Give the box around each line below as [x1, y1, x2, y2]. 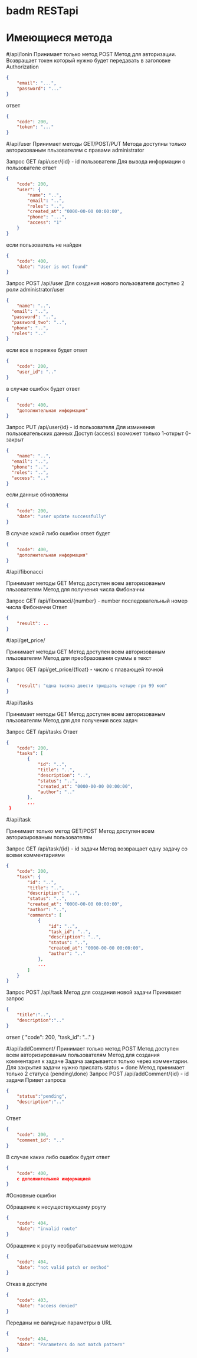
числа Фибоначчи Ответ [6, 604, 68, 611]
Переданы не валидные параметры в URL [6, 1319, 112, 1326]
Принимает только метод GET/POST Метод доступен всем [6, 827, 155, 835]
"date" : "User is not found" [17, 264, 88, 270]
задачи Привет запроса [6, 1076, 66, 1084]
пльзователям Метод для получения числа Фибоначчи [6, 586, 145, 593]
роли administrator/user [6, 286, 65, 293]
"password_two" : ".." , [11, 319, 67, 325]
